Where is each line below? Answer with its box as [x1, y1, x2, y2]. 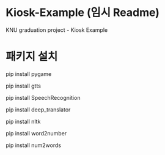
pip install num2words [5, 142, 62, 149]
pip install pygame [5, 70, 52, 77]
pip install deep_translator [5, 105, 71, 113]
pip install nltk [5, 118, 41, 125]
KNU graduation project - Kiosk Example [5, 26, 108, 34]
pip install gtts [5, 82, 41, 89]
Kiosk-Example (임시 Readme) [5, 6, 160, 20]
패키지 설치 [5, 50, 58, 64]
